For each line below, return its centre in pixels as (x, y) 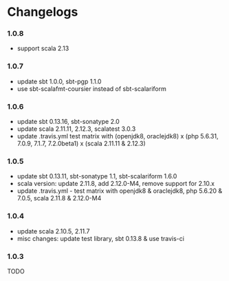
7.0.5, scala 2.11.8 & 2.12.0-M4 (59, 198)
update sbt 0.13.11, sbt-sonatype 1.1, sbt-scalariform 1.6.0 (97, 176)
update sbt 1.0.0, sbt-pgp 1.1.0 (59, 81)
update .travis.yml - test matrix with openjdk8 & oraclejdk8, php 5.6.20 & (120, 191)
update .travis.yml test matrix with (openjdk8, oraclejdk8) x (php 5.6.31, (118, 136)
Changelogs (43, 12)
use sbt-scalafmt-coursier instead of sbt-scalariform (91, 89)
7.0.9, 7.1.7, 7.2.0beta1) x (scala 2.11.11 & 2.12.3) (81, 144)
